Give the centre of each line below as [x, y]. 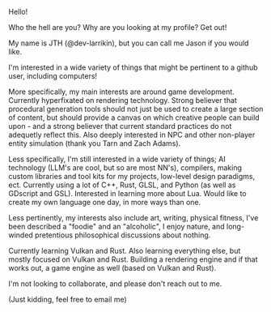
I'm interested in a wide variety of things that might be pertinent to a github [133, 67]
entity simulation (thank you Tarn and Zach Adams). [95, 143]
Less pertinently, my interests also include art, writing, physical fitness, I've [133, 218]
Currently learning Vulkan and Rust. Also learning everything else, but [125, 251]
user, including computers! [53, 76]
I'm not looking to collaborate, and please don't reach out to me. [115, 284]
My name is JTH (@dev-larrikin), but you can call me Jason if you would [129, 43]
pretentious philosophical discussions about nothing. [123, 235]
